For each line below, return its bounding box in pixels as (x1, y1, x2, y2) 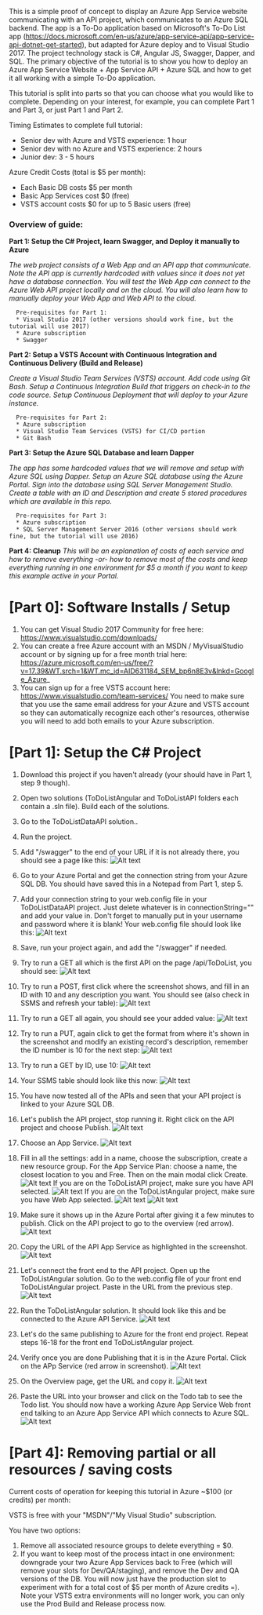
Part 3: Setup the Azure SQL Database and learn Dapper (9, 448, 195, 458)
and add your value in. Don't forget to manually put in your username (20, 911, 243, 921)
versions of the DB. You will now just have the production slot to (20, 1574, 226, 1584)
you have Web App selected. (20, 1195, 113, 1205)
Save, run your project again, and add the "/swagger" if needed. (20, 943, 228, 953)
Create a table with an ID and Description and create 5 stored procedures (9, 488, 247, 498)
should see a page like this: (20, 855, 109, 866)
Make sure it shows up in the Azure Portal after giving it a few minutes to (20, 1210, 254, 1219)
